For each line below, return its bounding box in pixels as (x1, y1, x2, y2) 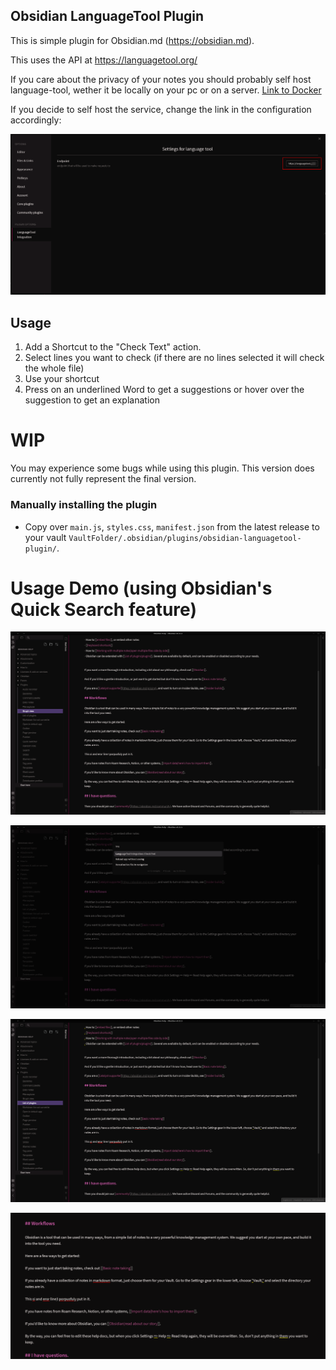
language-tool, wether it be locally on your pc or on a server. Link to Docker (10, 84, 322, 96)
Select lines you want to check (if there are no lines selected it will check (24, 352, 325, 364)
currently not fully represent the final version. (10, 473, 197, 485)
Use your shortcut (24, 373, 100, 385)
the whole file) (24, 362, 85, 374)
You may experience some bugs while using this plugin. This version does (10, 462, 315, 474)
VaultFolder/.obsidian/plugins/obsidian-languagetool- (68, 533, 302, 543)
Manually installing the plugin (10, 498, 158, 512)
